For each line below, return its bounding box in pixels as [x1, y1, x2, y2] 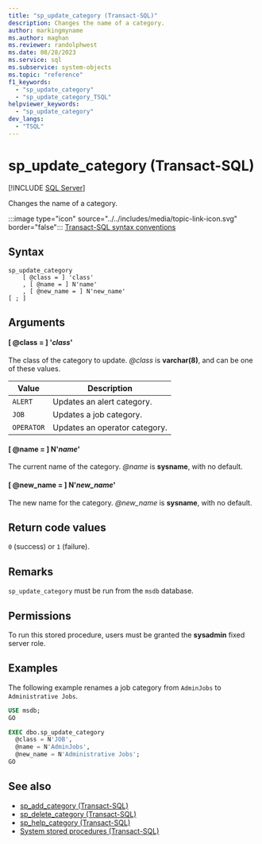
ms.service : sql [8, 56, 62, 64]
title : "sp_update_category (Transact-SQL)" [8, 11, 158, 20]
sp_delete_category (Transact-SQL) [19, 809, 137, 819]
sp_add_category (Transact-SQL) [19, 800, 129, 811]
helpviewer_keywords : [8, 100, 80, 108]
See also [8, 780, 52, 793]
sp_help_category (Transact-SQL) [19, 818, 131, 827]
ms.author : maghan [8, 33, 69, 42]
